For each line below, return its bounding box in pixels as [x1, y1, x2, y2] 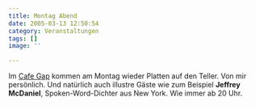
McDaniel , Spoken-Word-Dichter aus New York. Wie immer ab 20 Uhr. [8, 88, 243, 98]
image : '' [8, 42, 42, 50]
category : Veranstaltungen [8, 27, 99, 35]
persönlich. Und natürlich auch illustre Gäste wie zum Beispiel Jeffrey [8, 80, 240, 90]
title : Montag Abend [8, 11, 78, 20]
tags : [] [8, 34, 38, 43]
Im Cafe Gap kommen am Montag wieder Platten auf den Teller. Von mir [8, 71, 247, 81]
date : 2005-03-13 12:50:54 [8, 19, 99, 28]
